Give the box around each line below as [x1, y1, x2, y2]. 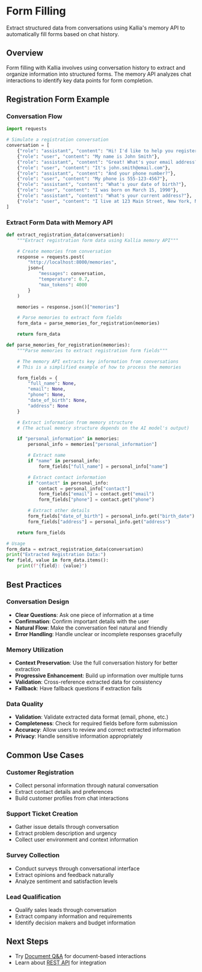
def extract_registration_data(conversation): [6, 232, 125, 238]
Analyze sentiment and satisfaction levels [14, 878, 118, 885]
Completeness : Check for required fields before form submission [14, 720, 177, 727]
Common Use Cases [6, 750, 84, 760]
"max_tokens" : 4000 [38, 282, 87, 288]
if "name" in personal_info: [28, 458, 101, 464]
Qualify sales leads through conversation [14, 906, 117, 913]
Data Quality [6, 700, 44, 708]
